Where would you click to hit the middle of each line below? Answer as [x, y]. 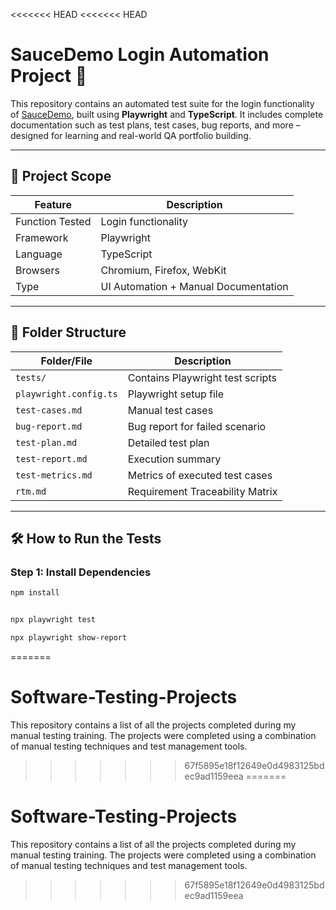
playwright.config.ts [66, 393]
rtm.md [31, 491]
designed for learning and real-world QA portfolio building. [131, 135]
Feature [53, 204]
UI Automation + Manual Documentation [194, 286]
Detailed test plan [168, 442]
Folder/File [66, 361]
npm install [35, 593]
